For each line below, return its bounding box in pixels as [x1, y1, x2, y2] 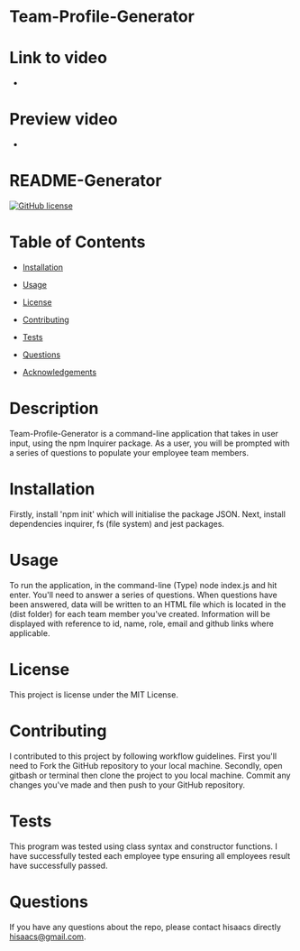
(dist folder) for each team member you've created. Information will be [9, 608, 270, 619]
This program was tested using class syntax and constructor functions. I [9, 841, 277, 852]
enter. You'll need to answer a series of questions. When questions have [9, 589, 277, 600]
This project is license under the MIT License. [9, 688, 178, 700]
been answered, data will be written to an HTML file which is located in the [9, 598, 286, 610]
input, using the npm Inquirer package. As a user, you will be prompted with [9, 438, 290, 448]
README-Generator [9, 171, 162, 191]
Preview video [9, 109, 119, 130]
